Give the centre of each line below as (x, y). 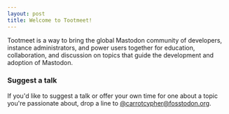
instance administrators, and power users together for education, (101, 48)
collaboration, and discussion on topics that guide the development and (111, 55)
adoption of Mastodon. (40, 62)
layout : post (26, 14)
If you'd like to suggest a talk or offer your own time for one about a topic (113, 96)
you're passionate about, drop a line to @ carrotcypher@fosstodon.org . (109, 103)
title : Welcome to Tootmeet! (50, 20)
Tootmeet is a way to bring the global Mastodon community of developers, (115, 40)
